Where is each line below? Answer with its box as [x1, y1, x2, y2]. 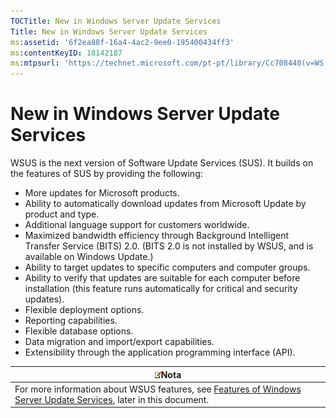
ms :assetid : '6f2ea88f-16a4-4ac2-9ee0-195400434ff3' [10, 37, 235, 47]
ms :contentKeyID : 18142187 [10, 48, 123, 58]
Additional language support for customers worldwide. [24, 219, 250, 231]
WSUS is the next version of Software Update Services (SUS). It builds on [10, 157, 314, 169]
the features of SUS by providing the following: [10, 168, 203, 180]
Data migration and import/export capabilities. [24, 336, 215, 348]
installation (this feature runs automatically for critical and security [24, 283, 298, 295]
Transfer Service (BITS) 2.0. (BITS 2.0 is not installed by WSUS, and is [24, 240, 314, 252]
